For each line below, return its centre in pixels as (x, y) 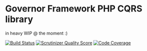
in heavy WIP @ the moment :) (36, 33)
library (19, 19)
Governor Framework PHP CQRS (74, 9)
